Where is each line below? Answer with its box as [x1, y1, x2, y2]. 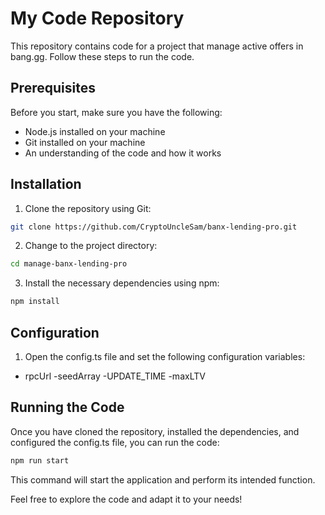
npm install [10, 297, 60, 307]
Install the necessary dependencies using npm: [24, 277, 220, 289]
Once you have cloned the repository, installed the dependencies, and [10, 425, 300, 437]
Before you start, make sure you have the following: [10, 106, 223, 118]
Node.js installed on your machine [24, 125, 166, 137]
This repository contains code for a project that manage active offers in [10, 40, 304, 52]
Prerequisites [10, 80, 96, 97]
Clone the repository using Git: [24, 202, 152, 214]
